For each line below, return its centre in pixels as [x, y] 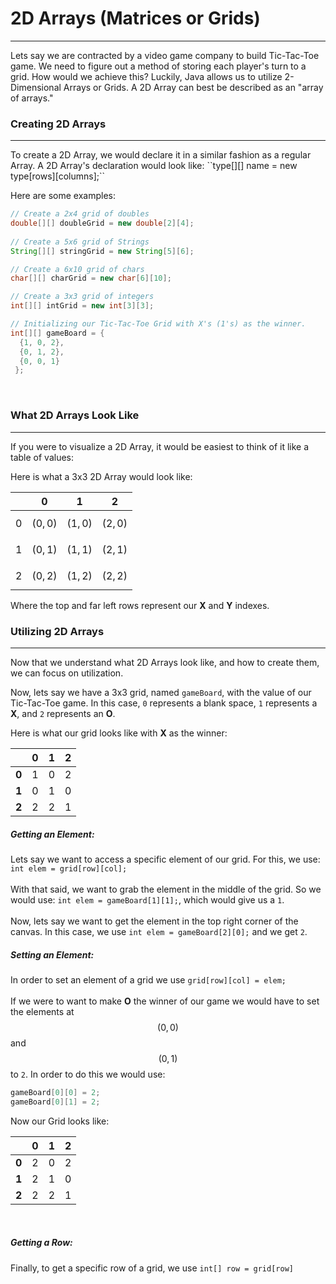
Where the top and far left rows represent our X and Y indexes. [140, 605]
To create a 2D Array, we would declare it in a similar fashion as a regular [161, 155]
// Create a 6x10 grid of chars [77, 269]
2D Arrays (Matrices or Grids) [135, 18]
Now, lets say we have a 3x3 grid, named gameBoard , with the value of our [161, 692]
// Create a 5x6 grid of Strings [80, 242]
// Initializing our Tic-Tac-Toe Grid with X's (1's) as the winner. [158, 324]
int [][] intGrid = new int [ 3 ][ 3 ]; [82, 306]
